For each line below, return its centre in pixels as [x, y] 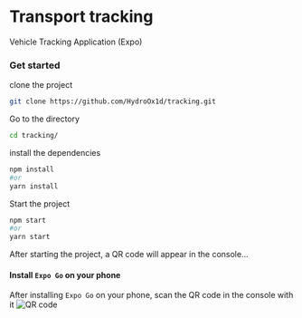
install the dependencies [55, 152]
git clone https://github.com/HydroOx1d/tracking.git [113, 101]
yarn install [34, 186]
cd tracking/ [34, 136]
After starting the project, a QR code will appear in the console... [129, 255]
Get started [35, 65]
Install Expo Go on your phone [65, 275]
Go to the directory [44, 119]
